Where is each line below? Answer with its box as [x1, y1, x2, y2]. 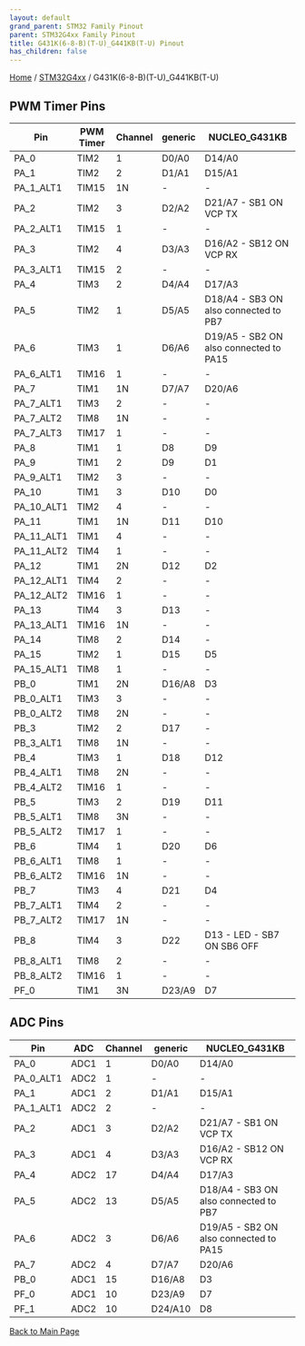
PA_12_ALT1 [14, 574, 68, 587]
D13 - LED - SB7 [203, 928, 280, 941]
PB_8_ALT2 [14, 969, 63, 982]
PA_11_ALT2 [14, 544, 68, 557]
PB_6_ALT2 [14, 869, 63, 882]
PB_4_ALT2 [14, 780, 63, 793]
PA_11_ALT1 [14, 529, 68, 542]
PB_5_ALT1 [14, 810, 63, 823]
